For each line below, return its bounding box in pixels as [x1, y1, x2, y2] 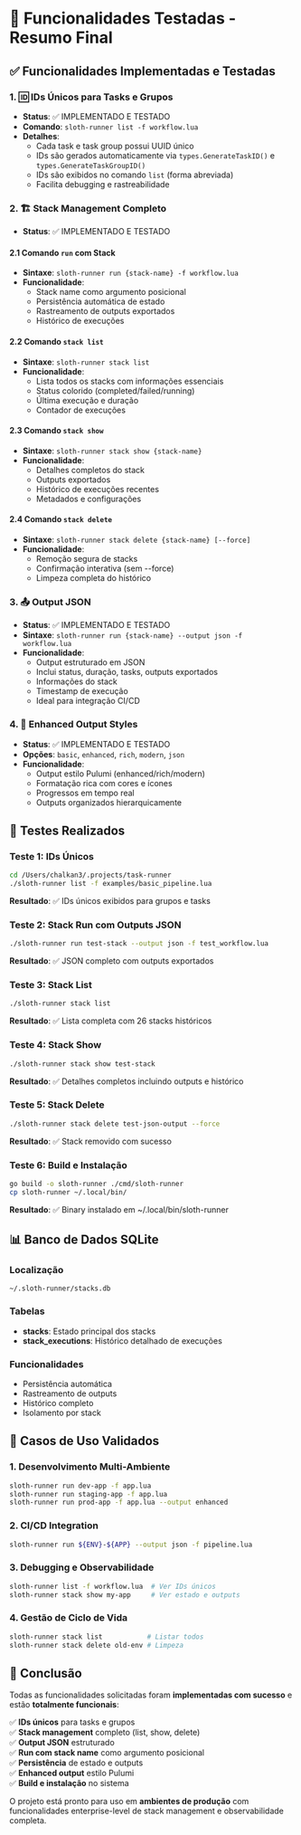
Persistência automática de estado [35, 296, 165, 307]
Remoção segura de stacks [35, 553, 138, 564]
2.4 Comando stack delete [9, 514, 113, 525]
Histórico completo [22, 1398, 94, 1409]
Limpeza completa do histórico [35, 572, 152, 583]
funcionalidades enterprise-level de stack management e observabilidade [9, 1805, 285, 1817]
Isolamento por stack [22, 1407, 101, 1419]
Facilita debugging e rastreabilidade [35, 178, 170, 189]
